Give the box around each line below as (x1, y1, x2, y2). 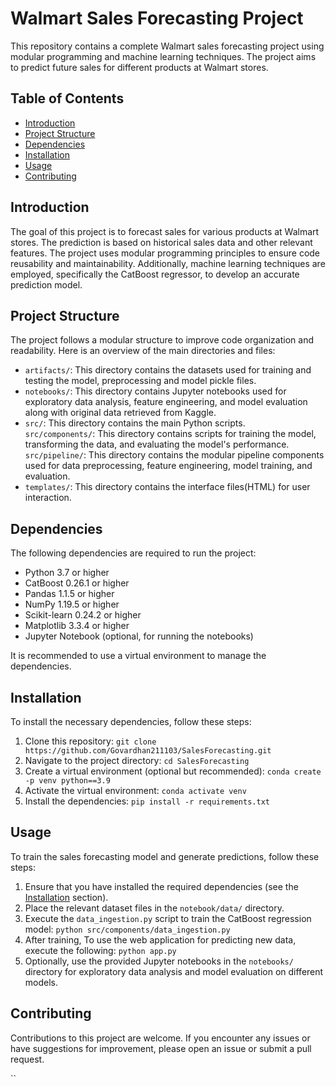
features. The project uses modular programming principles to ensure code (10, 247, 321, 259)
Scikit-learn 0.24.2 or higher (24, 609, 142, 621)
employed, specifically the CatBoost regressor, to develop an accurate (10, 268, 300, 280)
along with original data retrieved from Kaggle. (24, 407, 217, 419)
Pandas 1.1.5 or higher (24, 588, 115, 600)
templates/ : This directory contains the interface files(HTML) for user (24, 481, 311, 493)
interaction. (24, 492, 72, 504)
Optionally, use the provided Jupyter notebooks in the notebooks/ (24, 955, 294, 967)
